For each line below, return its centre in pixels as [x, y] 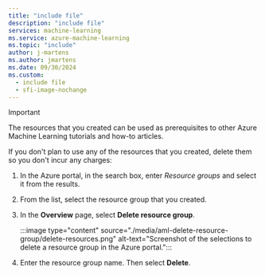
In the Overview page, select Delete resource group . [107, 215]
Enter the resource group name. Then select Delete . [105, 263]
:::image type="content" [59, 230]
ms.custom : [26, 75]
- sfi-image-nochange [51, 90]
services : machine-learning [55, 30]
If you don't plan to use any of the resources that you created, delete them [130, 151]
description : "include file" [57, 23]
